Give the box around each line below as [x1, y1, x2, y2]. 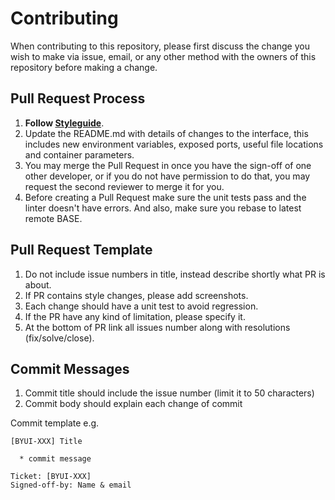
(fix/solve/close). [24, 332, 95, 344]
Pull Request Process [10, 90, 146, 107]
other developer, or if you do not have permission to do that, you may [24, 170, 311, 182]
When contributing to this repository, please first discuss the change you [10, 40, 310, 52]
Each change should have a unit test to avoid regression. [24, 300, 259, 312]
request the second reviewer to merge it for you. [24, 180, 225, 192]
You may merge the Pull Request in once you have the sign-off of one [24, 159, 312, 171]
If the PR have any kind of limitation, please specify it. [24, 310, 246, 322]
